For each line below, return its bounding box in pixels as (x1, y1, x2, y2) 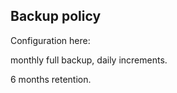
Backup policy (10, 8, 102, 25)
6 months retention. (10, 73, 92, 85)
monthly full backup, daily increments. (10, 54, 168, 66)
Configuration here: (10, 34, 91, 46)
